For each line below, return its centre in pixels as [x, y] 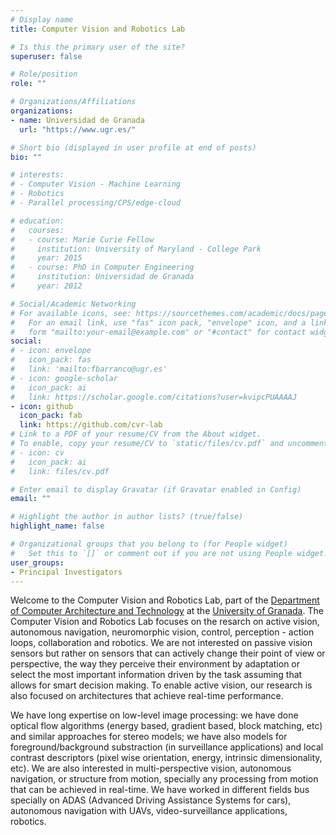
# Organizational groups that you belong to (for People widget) [149, 544]
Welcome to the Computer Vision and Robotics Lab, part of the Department [165, 600]
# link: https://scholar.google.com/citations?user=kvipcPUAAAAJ [154, 397]
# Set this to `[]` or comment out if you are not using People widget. [169, 553]
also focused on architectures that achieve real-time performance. [147, 696]
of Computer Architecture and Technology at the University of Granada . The [167, 611]
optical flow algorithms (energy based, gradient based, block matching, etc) [166, 726]
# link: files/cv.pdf [60, 471]
